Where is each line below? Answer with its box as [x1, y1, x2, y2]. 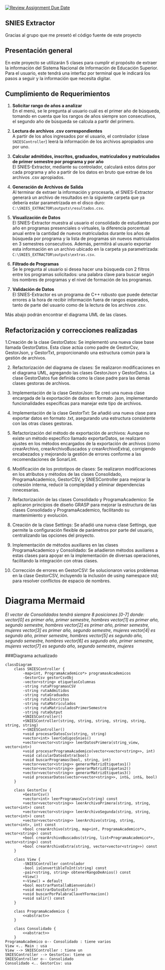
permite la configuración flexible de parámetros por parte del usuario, [12, 527, 154, 533]
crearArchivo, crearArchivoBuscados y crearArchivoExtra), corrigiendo [12, 446, 156, 452]
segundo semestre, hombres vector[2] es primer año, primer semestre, [5, 622, 150, 628]
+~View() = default [23, 878, 63, 884]
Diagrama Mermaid [5, 595, 85, 606]
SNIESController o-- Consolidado [5, 957, 74, 962]
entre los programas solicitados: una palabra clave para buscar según [12, 272, 154, 277]
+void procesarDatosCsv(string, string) [23, 732, 107, 737]
